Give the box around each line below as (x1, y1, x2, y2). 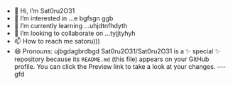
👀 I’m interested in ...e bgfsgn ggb (13, 14, 114, 22)
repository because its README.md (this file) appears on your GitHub (13, 55, 210, 63)
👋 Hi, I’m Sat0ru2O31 (13, 7, 75, 15)
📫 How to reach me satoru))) (13, 37, 101, 45)
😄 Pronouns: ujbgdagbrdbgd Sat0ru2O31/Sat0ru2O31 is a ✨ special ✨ (13, 47, 220, 55)
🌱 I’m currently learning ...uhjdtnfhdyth (13, 22, 128, 30)
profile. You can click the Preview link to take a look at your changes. (13, 63, 216, 70)
